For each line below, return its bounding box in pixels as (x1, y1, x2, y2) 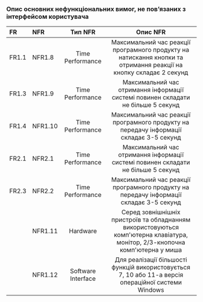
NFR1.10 (32, 122, 59, 130)
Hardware (68, 227, 97, 236)
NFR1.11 (32, 227, 59, 236)
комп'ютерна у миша (120, 246, 182, 254)
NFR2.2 (32, 187, 54, 195)
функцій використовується (111, 263, 190, 272)
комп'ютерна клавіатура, (114, 231, 188, 239)
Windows (137, 286, 164, 294)
